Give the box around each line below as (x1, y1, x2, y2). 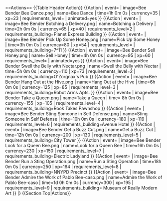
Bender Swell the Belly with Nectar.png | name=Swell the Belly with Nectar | (5, 63, 161, 69)
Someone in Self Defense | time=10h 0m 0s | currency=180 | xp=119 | (5, 116, 147, 122)
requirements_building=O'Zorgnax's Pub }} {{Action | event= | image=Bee (5, 74, 157, 79)
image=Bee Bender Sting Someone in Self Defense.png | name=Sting (5, 111, 148, 117)
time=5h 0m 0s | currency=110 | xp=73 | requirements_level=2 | (5, 68, 136, 74)
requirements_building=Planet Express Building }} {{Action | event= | (5, 31, 146, 37)
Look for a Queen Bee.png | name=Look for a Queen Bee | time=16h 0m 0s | (5, 143, 162, 148)
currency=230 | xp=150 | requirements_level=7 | (5, 148, 105, 154)
